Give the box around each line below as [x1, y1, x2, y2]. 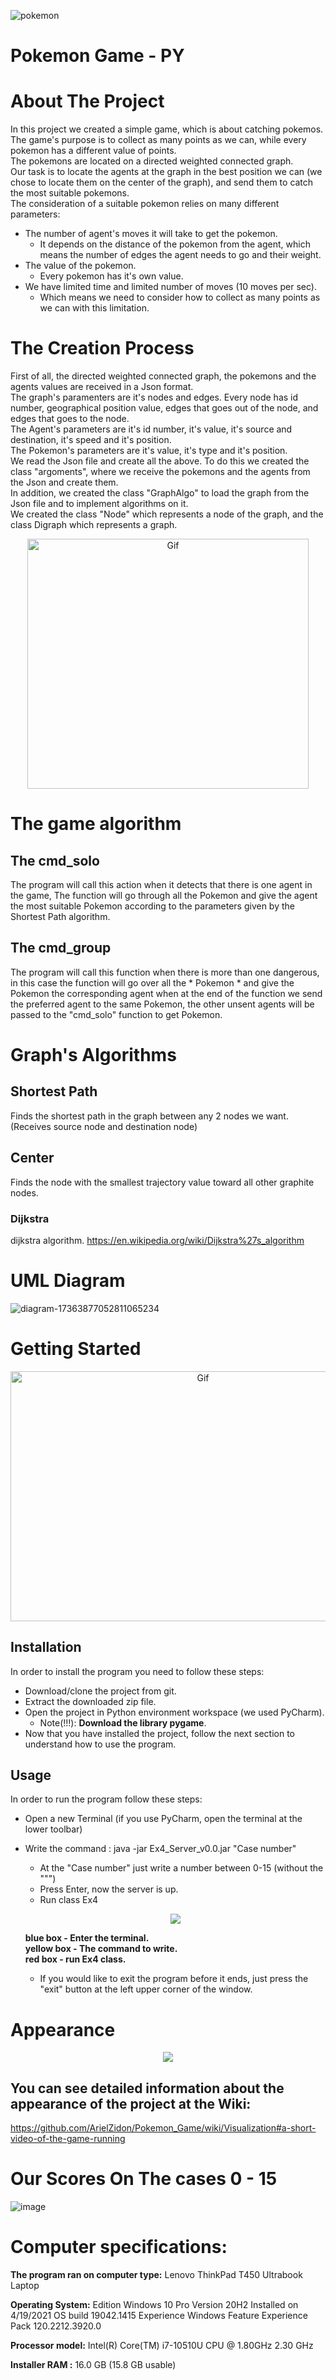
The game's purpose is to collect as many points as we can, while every [10, 134, 307, 146]
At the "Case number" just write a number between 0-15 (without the [39, 1862, 324, 1874]
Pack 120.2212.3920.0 [10, 2320, 102, 2332]
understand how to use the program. [24, 1738, 177, 1750]
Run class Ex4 [39, 1894, 99, 1906]
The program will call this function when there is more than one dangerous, [10, 966, 320, 978]
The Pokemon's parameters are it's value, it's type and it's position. [10, 445, 288, 457]
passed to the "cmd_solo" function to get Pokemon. [10, 1008, 223, 1020]
